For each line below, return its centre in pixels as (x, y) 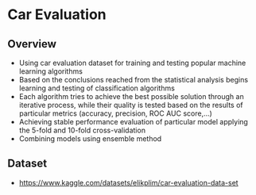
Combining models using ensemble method (90, 139)
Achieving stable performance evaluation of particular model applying (133, 122)
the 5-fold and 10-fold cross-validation (82, 130)
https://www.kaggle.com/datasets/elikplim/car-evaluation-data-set (129, 182)
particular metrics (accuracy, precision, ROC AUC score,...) (115, 113)
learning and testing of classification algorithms (97, 88)
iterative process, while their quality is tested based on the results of (131, 105)
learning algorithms (50, 71)
